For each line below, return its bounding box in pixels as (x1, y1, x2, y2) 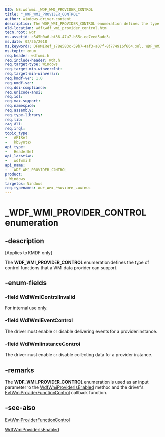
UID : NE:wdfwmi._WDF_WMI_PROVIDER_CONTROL (5, 7, 93, 12)
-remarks (5, 366, 34, 375)
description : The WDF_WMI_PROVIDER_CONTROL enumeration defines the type (5, 21, 160, 26)
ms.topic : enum (5, 48, 36, 53)
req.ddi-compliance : (5, 85, 48, 90)
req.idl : (5, 94, 23, 99)
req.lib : (5, 117, 23, 122)
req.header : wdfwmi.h (5, 53, 50, 58)
